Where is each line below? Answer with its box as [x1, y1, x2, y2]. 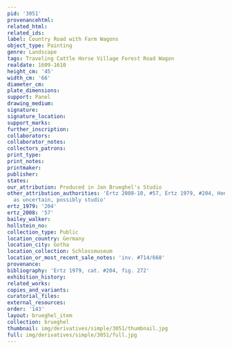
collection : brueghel [7, 319, 70, 326]
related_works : [7, 280, 51, 287]
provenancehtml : [7, 17, 54, 23]
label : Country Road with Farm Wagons [7, 36, 119, 43]
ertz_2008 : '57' [7, 209, 54, 216]
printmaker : [7, 164, 41, 171]
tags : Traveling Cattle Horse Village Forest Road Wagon [7, 55, 175, 62]
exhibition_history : [7, 274, 67, 281]
